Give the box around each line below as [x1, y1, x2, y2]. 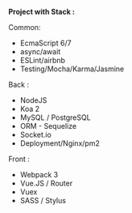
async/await [19, 47, 61, 56]
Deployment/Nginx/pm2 [19, 138, 101, 148]
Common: [8, 23, 41, 32]
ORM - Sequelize [19, 121, 77, 130]
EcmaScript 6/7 [19, 38, 72, 48]
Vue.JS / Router [19, 178, 73, 188]
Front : [8, 154, 31, 164]
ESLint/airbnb [19, 56, 66, 65]
